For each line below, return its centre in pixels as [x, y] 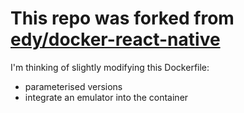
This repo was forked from [122, 18]
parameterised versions [73, 86]
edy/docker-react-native [115, 39]
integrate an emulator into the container [106, 97]
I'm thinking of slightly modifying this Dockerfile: [110, 67]
